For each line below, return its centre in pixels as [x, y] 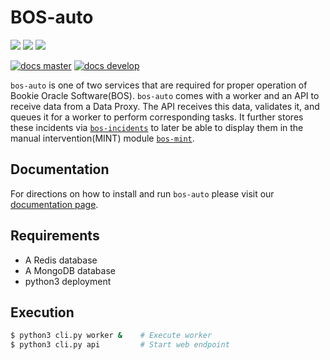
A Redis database [61, 260]
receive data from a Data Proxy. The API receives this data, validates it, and [165, 106]
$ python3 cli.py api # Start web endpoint [120, 345]
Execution [42, 312]
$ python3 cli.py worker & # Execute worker [111, 336]
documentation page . [54, 204]
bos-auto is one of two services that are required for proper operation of [159, 85]
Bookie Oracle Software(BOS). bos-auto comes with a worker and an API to [165, 95]
